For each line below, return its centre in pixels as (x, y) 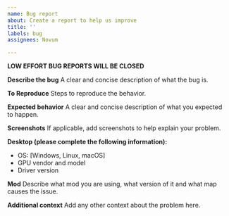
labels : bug (25, 33)
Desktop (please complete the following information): (87, 142)
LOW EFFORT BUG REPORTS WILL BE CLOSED (76, 66)
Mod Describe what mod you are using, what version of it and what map (112, 184)
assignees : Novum (33, 40)
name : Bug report (33, 14)
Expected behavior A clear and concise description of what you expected (115, 107)
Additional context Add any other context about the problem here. (104, 205)
